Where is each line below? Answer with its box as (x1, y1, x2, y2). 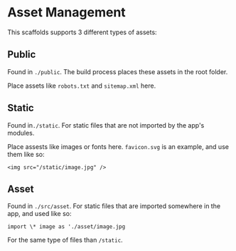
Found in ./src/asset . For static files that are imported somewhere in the (7, 202, 221, 210)
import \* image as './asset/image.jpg (7, 223, 126, 230)
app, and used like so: (7, 210, 73, 218)
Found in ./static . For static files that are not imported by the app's (7, 121, 205, 129)
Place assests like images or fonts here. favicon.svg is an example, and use (7, 142, 230, 150)
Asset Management (7, 4, 126, 21)
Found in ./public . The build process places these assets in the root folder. (7, 67, 228, 76)
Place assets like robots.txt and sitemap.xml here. (7, 81, 156, 90)
